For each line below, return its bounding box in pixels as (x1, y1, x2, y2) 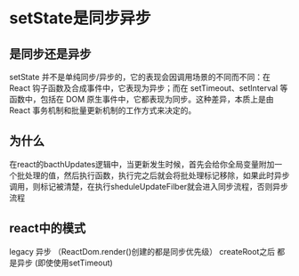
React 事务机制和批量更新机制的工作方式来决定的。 (9, 105, 197, 116)
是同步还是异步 (9, 46, 92, 61)
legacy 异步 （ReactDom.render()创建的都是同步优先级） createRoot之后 (9, 246, 276, 256)
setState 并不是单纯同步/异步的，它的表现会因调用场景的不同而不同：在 (9, 72, 271, 82)
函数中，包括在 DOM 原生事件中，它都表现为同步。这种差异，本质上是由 (9, 94, 274, 104)
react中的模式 (9, 221, 86, 236)
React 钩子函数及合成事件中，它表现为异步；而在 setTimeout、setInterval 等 (9, 83, 288, 93)
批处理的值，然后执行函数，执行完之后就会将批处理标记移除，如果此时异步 (16, 170, 290, 181)
